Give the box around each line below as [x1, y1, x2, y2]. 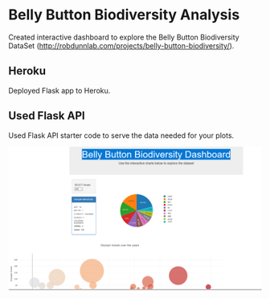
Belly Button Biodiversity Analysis [8, 6, 240, 24]
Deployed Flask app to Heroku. [8, 85, 111, 95]
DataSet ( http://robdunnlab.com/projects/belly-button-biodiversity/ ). [8, 40, 235, 50]
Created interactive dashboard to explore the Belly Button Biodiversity [8, 32, 239, 42]
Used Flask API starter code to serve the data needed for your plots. [8, 131, 235, 140]
